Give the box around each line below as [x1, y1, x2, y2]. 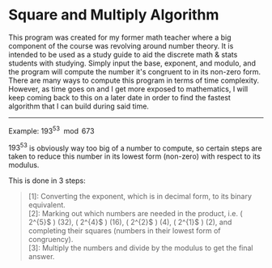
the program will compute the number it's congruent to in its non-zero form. [8, 66, 261, 76]
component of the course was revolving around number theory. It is [8, 40, 234, 50]
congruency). [28, 235, 74, 245]
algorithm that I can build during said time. [8, 101, 150, 111]
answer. [28, 252, 55, 262]
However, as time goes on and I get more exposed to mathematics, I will [8, 83, 249, 94]
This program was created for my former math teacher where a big [8, 32, 232, 42]
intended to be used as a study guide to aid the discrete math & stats [8, 49, 238, 59]
